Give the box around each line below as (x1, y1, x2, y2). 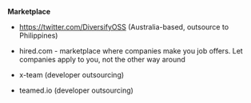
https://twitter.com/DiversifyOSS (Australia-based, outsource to (18, 22, 229, 31)
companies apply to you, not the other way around (18, 55, 185, 64)
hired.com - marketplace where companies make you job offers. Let (18, 46, 243, 55)
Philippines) (18, 31, 58, 40)
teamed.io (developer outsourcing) (18, 85, 133, 95)
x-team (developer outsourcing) (18, 70, 125, 79)
